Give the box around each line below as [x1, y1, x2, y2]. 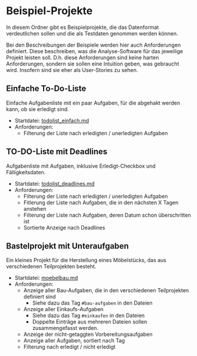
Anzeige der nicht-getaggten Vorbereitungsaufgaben [23, 331, 153, 338]
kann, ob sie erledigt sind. [6, 105, 69, 113]
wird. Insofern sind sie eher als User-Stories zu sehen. [6, 66, 139, 73]
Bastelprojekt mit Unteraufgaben [6, 241, 129, 251]
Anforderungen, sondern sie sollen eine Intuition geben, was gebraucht [6, 60, 179, 67]
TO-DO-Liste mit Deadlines [6, 146, 108, 157]
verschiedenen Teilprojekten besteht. [6, 263, 97, 270]
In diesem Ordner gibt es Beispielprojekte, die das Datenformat [6, 24, 159, 31]
